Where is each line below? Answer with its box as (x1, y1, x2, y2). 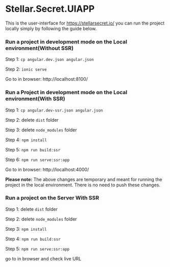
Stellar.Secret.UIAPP (5, 3, 95, 15)
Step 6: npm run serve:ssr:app (5, 157, 70, 163)
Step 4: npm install (5, 137, 47, 143)
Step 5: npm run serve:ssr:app (5, 246, 70, 252)
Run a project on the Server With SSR (5, 194, 100, 202)
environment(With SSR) (5, 95, 65, 102)
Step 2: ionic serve (5, 66, 47, 72)
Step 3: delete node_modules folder (5, 126, 77, 133)
